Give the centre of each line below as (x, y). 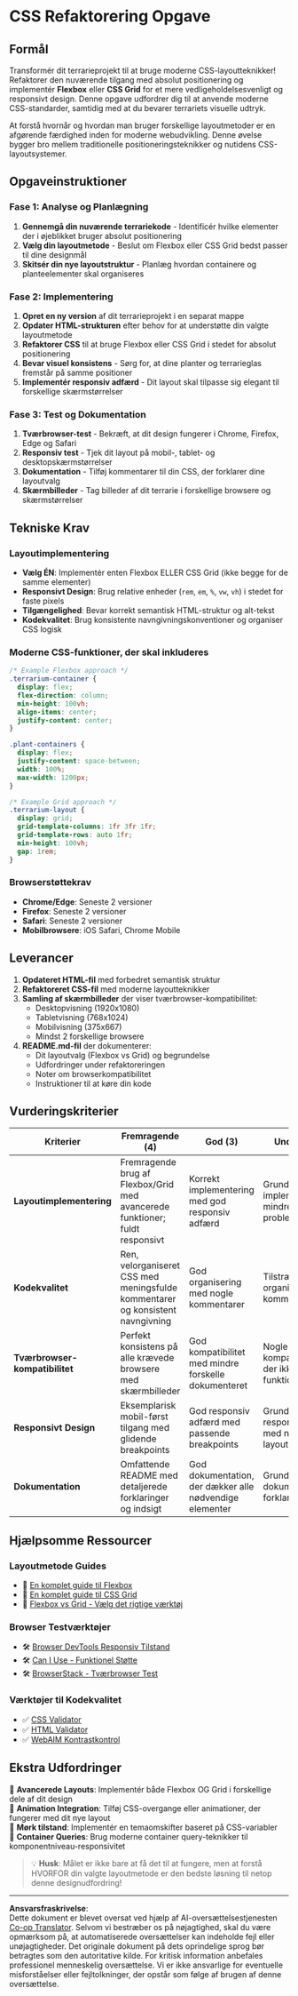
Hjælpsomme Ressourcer (81, 1541)
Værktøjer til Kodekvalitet (66, 1700)
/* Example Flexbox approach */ (69, 671)
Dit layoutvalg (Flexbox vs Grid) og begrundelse (122, 1055)
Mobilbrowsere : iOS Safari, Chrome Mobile (101, 930)
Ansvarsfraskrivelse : (49, 1908)
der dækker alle (222, 1487)
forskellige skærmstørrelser (72, 391)
